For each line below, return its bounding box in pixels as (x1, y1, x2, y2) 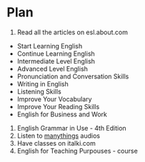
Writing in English (16, 79, 69, 88)
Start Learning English (16, 41, 83, 50)
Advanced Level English (16, 64, 89, 73)
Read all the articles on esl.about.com (16, 28, 128, 36)
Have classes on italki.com (16, 138, 96, 147)
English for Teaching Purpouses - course (16, 146, 139, 155)
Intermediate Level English (16, 56, 96, 65)
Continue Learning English (16, 49, 96, 58)
